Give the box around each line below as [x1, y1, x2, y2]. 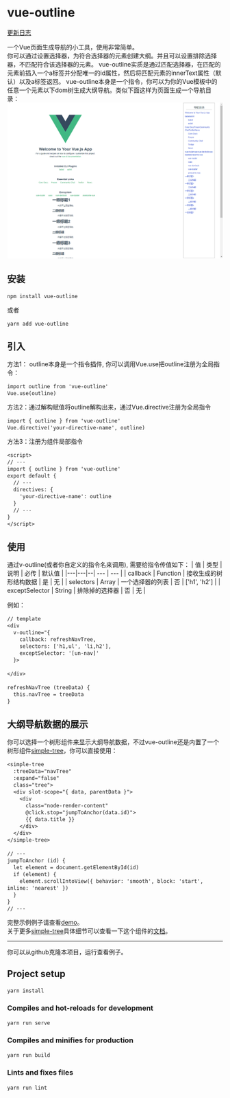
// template [7, 616, 41, 623]
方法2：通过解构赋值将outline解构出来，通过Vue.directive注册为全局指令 [7, 403, 212, 412]
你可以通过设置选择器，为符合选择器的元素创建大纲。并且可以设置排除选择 [7, 52, 217, 60]
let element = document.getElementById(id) [13, 864, 139, 871]
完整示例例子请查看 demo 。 [7, 918, 84, 926]
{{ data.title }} [25, 816, 75, 822]
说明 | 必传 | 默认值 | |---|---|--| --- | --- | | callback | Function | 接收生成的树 [7, 569, 223, 578]
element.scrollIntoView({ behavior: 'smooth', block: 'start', [19, 877, 204, 884]
